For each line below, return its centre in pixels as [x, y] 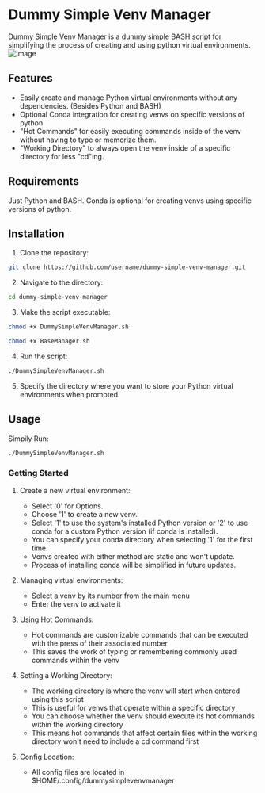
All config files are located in [78, 772]
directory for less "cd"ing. [62, 156]
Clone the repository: [54, 253]
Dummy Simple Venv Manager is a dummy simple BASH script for [115, 36]
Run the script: [44, 356]
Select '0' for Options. [67, 506]
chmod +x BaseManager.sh [49, 341]
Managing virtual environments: [71, 580]
